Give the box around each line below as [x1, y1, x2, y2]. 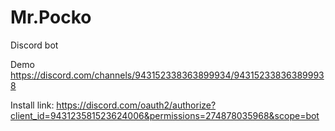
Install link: [10, 99, 55, 111]
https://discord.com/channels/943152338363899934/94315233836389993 [10, 69, 325, 81]
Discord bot [10, 39, 59, 51]
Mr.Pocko [10, 6, 92, 29]
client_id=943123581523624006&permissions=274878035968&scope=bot [10, 109, 320, 121]
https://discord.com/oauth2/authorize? [56, 99, 217, 111]
